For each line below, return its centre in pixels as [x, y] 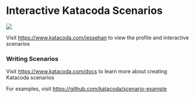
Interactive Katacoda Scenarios [84, 11]
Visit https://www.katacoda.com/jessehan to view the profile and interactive [97, 37]
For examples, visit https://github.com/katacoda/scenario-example [86, 89]
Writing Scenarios [32, 59]
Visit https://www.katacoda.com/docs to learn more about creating [87, 71]
